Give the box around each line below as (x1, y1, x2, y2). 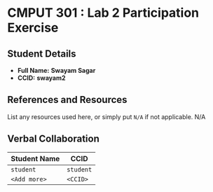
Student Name (11, 153, 60, 163)
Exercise (7, 20, 59, 36)
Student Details (7, 48, 76, 60)
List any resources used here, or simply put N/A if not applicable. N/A (7, 112, 206, 121)
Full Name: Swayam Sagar (17, 67, 96, 74)
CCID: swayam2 (17, 74, 66, 82)
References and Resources (7, 94, 128, 106)
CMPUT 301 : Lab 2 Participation (7, 5, 200, 21)
